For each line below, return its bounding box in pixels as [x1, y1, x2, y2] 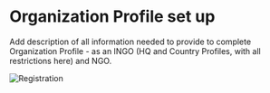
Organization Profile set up [9, 6, 216, 27]
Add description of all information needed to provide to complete [9, 36, 252, 47]
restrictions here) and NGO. [9, 55, 112, 66]
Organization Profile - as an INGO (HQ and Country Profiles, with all [9, 45, 261, 56]
